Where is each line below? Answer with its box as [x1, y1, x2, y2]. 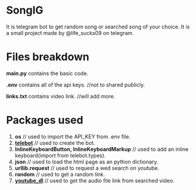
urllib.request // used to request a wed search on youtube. [14, 164, 160, 172]
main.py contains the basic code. [6, 69, 88, 77]
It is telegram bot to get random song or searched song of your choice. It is [6, 23, 190, 30]
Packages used [6, 114, 84, 127]
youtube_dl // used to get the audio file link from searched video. [14, 177, 175, 184]
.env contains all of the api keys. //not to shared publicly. [6, 81, 146, 88]
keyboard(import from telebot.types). [14, 152, 106, 159]
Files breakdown [6, 50, 90, 64]
